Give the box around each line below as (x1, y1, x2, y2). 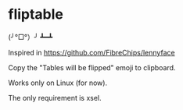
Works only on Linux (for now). (8, 78, 108, 87)
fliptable (8, 5, 64, 23)
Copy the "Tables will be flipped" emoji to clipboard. (8, 62, 176, 72)
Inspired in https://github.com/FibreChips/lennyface (8, 48, 175, 57)
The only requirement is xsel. (8, 93, 102, 102)
